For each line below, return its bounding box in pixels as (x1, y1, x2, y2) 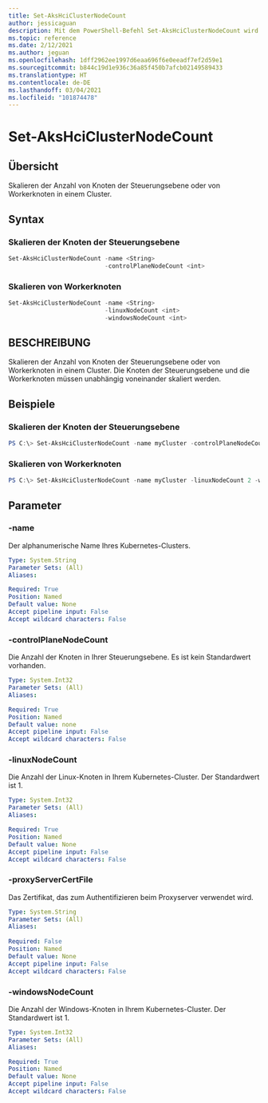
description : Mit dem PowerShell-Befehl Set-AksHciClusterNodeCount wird (8, 26, 259, 34)
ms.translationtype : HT (8, 71, 88, 79)
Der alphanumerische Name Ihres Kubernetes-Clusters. (8, 540, 191, 550)
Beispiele (8, 397, 56, 411)
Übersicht (8, 159, 59, 173)
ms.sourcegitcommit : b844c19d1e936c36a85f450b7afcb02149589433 (8, 64, 223, 72)
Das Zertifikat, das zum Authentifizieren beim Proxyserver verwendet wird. (8, 892, 254, 902)
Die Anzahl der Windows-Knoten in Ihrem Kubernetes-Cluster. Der (8, 1004, 227, 1013)
